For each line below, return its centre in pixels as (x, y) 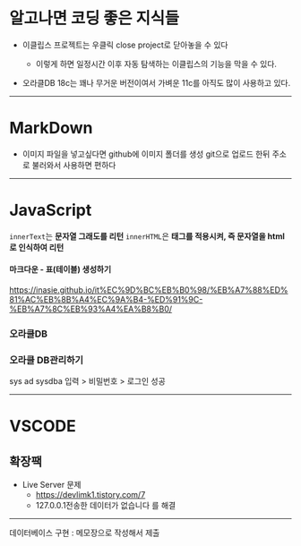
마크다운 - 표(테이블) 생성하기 (60, 269)
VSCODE (43, 427)
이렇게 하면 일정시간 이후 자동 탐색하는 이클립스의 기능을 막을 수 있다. (156, 64)
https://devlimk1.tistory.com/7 (90, 495)
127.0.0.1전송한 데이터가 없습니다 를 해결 (106, 506)
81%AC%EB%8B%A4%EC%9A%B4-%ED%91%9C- (106, 300)
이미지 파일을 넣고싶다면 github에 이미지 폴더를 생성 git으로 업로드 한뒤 (146, 154)
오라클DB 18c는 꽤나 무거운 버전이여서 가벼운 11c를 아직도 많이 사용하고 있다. (156, 82)
